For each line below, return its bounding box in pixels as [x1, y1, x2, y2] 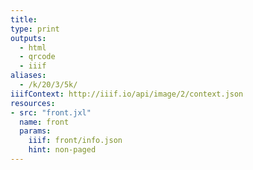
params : [19, 126, 52, 136]
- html [19, 42, 47, 53]
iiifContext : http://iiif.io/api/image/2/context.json [10, 89, 244, 99]
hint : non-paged [28, 145, 97, 155]
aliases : [10, 71, 47, 81]
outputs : [10, 33, 47, 43]
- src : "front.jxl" [10, 107, 92, 118]
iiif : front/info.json [28, 136, 123, 146]
